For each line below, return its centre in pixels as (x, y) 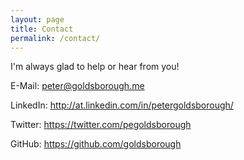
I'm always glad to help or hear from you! (95, 67)
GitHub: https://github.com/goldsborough (96, 144)
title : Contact (42, 29)
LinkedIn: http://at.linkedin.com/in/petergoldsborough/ (122, 105)
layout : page (37, 19)
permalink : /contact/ (55, 38)
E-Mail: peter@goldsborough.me (77, 86)
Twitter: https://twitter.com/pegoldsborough (101, 125)
